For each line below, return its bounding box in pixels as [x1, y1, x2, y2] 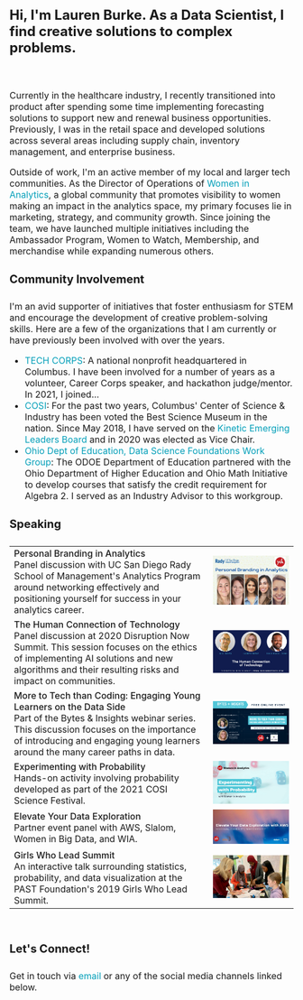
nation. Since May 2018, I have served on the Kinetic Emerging [24, 422, 290, 435]
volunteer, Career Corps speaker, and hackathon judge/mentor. [24, 377, 293, 390]
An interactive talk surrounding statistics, [14, 860, 188, 873]
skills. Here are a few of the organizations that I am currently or [9, 323, 277, 336]
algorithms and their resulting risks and [14, 663, 179, 676]
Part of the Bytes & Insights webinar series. [14, 711, 197, 724]
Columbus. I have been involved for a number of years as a [24, 366, 275, 378]
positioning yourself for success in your [14, 592, 182, 605]
